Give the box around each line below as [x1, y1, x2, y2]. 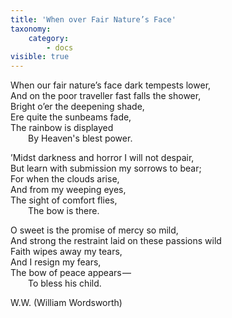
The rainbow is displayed [10, 122, 114, 134]
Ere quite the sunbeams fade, [10, 111, 132, 123]
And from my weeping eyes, [10, 184, 127, 196]
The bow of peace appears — [10, 267, 132, 279]
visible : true [10, 52, 70, 62]
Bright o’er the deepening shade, [10, 101, 145, 113]
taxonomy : [10, 24, 52, 34]
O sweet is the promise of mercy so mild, [10, 224, 179, 236]
